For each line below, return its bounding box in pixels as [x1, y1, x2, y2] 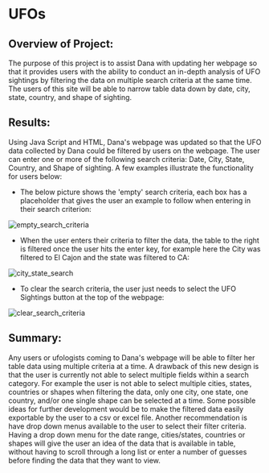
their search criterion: [19, 204, 92, 214]
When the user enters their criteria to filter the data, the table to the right [19, 235, 259, 245]
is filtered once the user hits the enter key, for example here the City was [19, 243, 261, 254]
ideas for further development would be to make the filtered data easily [8, 404, 244, 413]
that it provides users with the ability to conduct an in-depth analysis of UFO [8, 67, 261, 77]
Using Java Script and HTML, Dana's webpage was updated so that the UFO [8, 137, 262, 147]
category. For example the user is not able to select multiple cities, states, [8, 378, 252, 388]
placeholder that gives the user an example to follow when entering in [19, 195, 251, 205]
